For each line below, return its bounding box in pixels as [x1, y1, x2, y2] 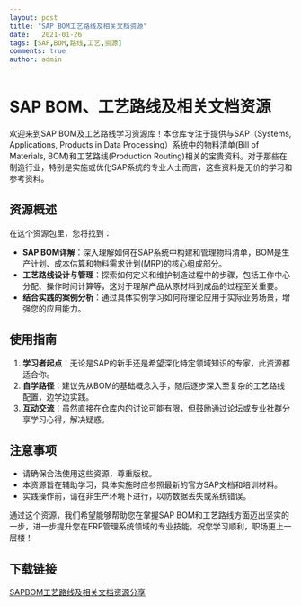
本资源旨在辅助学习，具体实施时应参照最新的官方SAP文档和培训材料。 [22, 479, 283, 491]
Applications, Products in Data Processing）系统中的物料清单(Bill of [9, 139, 260, 149]
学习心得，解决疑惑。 [30, 413, 110, 424]
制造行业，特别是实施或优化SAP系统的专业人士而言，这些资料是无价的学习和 [9, 161, 293, 172]
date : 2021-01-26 [9, 30, 83, 39]
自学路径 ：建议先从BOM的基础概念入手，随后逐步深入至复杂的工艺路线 [22, 380, 286, 391]
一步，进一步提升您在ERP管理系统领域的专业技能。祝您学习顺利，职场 [9, 521, 269, 532]
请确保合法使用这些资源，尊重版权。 [22, 468, 157, 479]
